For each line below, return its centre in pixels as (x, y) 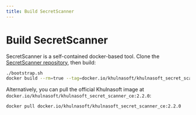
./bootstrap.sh (24, 73)
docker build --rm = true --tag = (44, 78)
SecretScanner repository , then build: (51, 62)
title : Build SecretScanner (40, 11)
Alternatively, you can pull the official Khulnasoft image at (75, 89)
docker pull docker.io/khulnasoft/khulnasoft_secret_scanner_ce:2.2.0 (94, 106)
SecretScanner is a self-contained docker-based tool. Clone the (83, 56)
